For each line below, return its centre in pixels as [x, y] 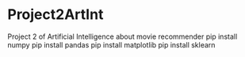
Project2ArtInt [56, 15]
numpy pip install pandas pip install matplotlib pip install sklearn [111, 44]
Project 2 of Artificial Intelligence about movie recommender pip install [122, 36]
